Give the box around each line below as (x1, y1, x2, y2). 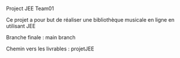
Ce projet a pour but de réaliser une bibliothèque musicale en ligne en (6, 16, 175, 23)
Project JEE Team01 (6, 5, 55, 12)
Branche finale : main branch (6, 34, 76, 40)
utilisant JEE (6, 23, 36, 29)
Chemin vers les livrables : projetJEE (6, 45, 94, 52)
